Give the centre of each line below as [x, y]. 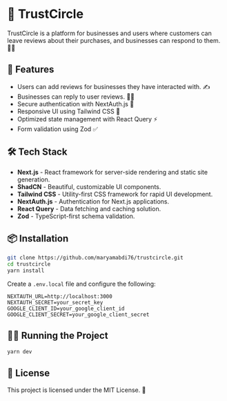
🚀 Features [31, 69]
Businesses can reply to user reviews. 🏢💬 [76, 97]
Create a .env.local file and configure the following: [82, 284]
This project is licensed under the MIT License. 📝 [77, 390]
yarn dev [20, 351]
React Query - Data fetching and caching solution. [89, 208]
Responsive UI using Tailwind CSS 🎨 [69, 111]
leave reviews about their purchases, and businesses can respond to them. [114, 40]
